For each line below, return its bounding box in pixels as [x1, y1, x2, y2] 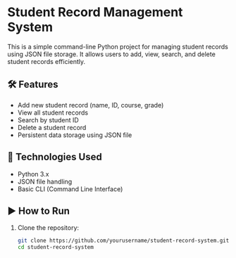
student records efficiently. [7, 57, 86, 65]
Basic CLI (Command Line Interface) [17, 184, 123, 193]
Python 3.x [17, 169, 49, 178]
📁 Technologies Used [7, 151, 102, 163]
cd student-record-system [17, 244, 94, 251]
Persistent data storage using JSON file [17, 131, 132, 139]
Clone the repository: [17, 224, 80, 232]
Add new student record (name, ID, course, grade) [17, 101, 164, 109]
